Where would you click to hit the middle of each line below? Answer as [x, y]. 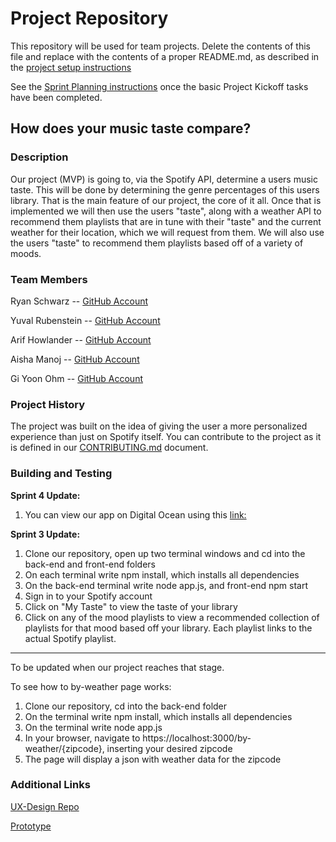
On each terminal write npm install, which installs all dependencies [162, 574]
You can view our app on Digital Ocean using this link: [135, 514]
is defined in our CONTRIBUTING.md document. [109, 448]
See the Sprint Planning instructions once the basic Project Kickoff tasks [159, 86]
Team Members [49, 279]
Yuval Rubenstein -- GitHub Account [85, 320]
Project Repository [89, 18]
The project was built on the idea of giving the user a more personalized [159, 426]
